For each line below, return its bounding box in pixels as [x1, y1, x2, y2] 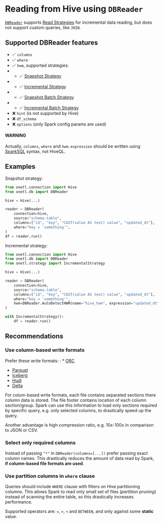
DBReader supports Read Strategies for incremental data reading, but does [5, 19, 152, 25]
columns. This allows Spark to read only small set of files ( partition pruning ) [5, 489, 157, 495]
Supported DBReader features [5, 39, 98, 47]
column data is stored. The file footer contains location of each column [5, 397, 147, 403]
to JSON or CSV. [5, 427, 38, 433]
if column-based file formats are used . [5, 460, 84, 466]
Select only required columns [5, 439, 76, 446]
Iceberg [12, 372, 28, 378]
